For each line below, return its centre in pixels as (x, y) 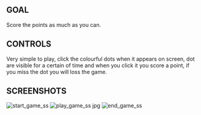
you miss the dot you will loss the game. (57, 72)
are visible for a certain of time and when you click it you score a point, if (98, 65)
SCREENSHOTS (37, 91)
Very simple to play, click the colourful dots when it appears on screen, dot (100, 59)
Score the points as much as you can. (54, 24)
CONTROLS (29, 44)
